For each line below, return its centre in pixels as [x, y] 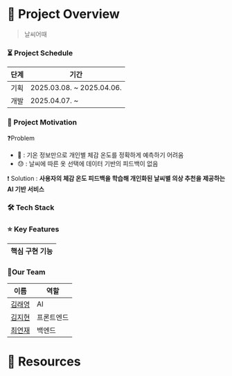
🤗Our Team [27, 271]
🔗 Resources [44, 362]
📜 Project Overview [63, 14]
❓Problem [21, 138]
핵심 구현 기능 [32, 251]
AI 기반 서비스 [26, 189]
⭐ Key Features [33, 229]
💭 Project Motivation [42, 123]
